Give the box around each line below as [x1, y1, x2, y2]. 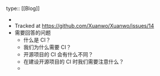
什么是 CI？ [23, 37, 51, 43]
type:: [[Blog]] [6, 5, 40, 12]
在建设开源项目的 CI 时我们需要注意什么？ [23, 58, 124, 65]
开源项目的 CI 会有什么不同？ [23, 51, 94, 57]
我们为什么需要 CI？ [23, 44, 72, 50]
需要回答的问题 [14, 29, 51, 36]
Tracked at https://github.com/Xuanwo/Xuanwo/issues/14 [14, 23, 154, 29]
